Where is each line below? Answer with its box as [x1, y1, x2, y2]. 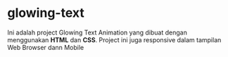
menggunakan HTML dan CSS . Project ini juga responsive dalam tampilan [7, 35, 222, 44]
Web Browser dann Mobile [7, 43, 84, 51]
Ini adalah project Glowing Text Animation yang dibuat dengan [7, 28, 188, 37]
